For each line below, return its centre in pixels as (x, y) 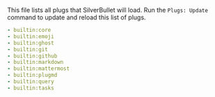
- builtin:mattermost (39, 69)
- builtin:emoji (31, 36)
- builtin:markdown (35, 62)
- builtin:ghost (31, 43)
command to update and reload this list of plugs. (77, 17)
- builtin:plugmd (32, 76)
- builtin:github (32, 56)
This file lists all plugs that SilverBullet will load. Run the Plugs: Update (108, 10)
